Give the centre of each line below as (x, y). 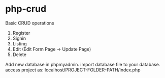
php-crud (26, 9)
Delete (20, 55)
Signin (19, 38)
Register (21, 33)
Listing (20, 43)
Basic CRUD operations (30, 23)
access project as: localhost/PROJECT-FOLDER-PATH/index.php (73, 70)
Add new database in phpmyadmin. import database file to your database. (83, 64)
